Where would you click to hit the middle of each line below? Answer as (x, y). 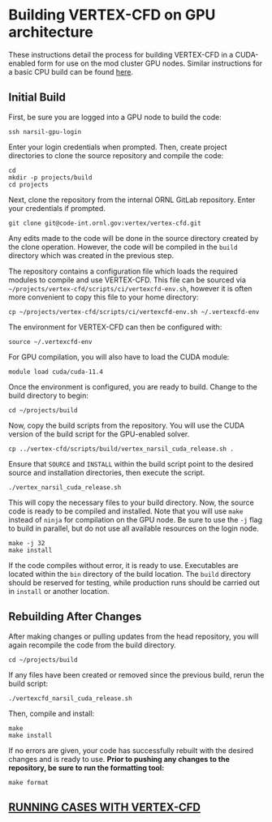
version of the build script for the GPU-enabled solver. (99, 434)
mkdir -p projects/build (50, 177)
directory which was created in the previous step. (91, 255)
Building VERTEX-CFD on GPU (112, 15)
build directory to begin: (49, 395)
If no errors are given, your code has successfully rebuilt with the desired (131, 750)
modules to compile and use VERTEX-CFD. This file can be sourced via (127, 280)
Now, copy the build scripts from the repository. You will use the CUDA (127, 425)
